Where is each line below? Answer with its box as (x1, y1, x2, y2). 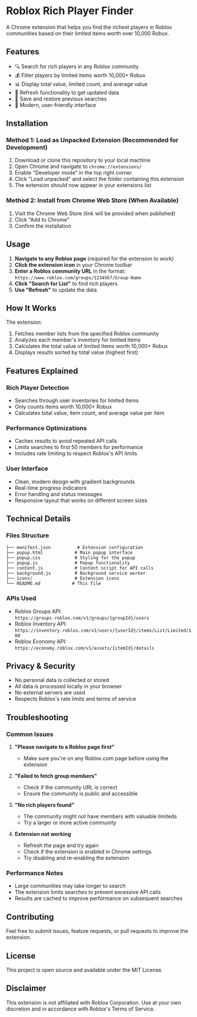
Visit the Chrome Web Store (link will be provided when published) (14, 210, 176, 217)
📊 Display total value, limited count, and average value (14, 81, 148, 88)
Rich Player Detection (6, 383, 69, 392)
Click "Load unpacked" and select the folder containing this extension (14, 175, 184, 183)
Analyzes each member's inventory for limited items (14, 336, 141, 343)
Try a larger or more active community (23, 819, 116, 827)
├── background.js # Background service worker (6, 570, 146, 577)
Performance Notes (6, 869, 64, 877)
